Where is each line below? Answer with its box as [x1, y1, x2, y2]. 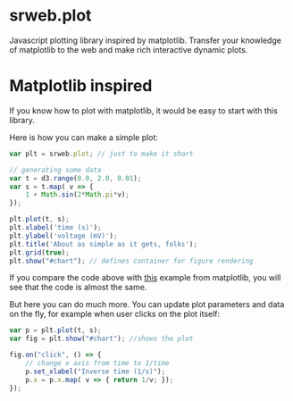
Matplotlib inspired [9, 76, 153, 96]
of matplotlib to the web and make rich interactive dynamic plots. [9, 44, 248, 54]
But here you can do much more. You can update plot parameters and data [9, 299, 285, 310]
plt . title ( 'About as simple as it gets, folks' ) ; [9, 239, 198, 248]
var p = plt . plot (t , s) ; [9, 326, 102, 335]
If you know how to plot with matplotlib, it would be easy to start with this [9, 104, 279, 116]
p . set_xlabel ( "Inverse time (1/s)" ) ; [25, 367, 166, 376]
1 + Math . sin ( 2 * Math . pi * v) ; [25, 190, 130, 199]
